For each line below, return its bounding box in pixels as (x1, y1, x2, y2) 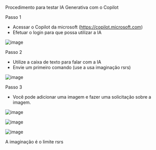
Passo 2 (5, 49, 22, 55)
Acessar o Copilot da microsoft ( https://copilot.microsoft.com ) (12, 24, 143, 30)
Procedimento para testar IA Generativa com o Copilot (5, 5, 119, 10)
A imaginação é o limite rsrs (5, 139, 64, 144)
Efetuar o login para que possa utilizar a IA (12, 29, 102, 35)
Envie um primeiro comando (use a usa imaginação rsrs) (12, 65, 131, 70)
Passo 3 (5, 84, 22, 90)
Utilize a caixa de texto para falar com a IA (12, 59, 102, 65)
